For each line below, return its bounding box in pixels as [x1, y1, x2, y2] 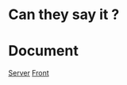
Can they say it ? [8, 6, 120, 24]
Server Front [8, 68, 49, 78]
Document [8, 42, 79, 60]
